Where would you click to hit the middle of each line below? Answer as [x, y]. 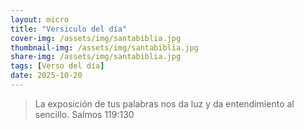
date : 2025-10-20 [46, 76]
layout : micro [40, 19]
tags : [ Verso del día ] [57, 66]
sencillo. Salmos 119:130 [84, 114]
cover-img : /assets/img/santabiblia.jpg [96, 38]
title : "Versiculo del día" [69, 29]
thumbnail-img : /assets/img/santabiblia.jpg [104, 47]
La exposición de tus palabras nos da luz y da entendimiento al [164, 103]
